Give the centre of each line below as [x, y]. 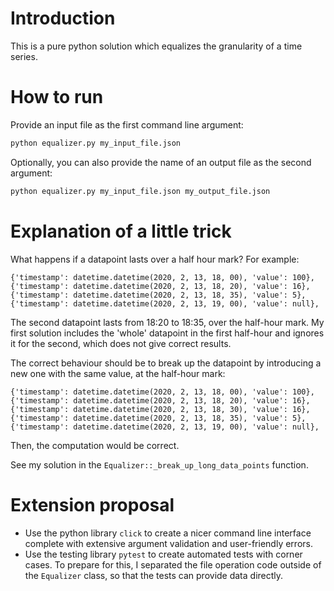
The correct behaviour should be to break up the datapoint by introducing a [166, 363]
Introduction [63, 18]
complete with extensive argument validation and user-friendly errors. [168, 543]
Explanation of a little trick [121, 231]
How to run [57, 97]
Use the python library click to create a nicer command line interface [168, 533]
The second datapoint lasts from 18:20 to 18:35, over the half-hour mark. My [167, 322]
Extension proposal [92, 504]
